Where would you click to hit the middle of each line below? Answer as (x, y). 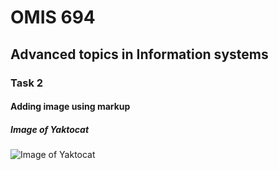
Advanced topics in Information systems (139, 54)
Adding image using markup (70, 107)
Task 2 (27, 83)
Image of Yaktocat (50, 129)
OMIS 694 (53, 17)
